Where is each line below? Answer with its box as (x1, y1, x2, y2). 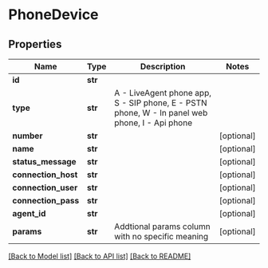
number (12, 130, 43, 141)
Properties (8, 37, 62, 51)
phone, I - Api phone (114, 117, 193, 128)
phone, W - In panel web (114, 108, 208, 118)
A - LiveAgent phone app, (114, 88, 211, 98)
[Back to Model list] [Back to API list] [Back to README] (8, 251, 191, 261)
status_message (12, 156, 77, 167)
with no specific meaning (114, 231, 209, 242)
